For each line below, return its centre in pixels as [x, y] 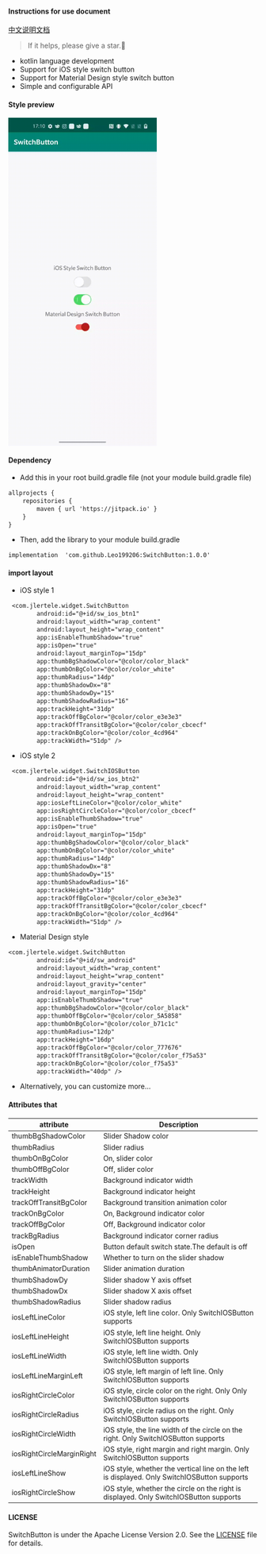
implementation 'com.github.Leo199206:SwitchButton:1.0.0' [110, 555]
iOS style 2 [38, 756]
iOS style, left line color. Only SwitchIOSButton [178, 1313]
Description [179, 1125]
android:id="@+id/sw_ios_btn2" [88, 779]
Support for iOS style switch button [77, 70]
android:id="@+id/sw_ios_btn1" [88, 614]
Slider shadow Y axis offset [147, 1280]
